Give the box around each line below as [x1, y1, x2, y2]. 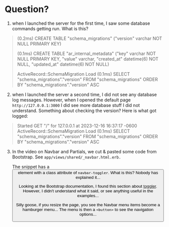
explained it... [75, 175, 101, 180]
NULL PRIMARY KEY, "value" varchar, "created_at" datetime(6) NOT [17, 55, 159, 62]
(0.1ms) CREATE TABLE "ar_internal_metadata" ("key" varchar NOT [17, 50, 156, 56]
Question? [5, 4, 49, 15]
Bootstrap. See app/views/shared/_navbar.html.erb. [12, 154, 122, 160]
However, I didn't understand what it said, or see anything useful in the [23, 188, 153, 194]
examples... [77, 193, 99, 199]
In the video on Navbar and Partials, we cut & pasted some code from [12, 148, 157, 154]
